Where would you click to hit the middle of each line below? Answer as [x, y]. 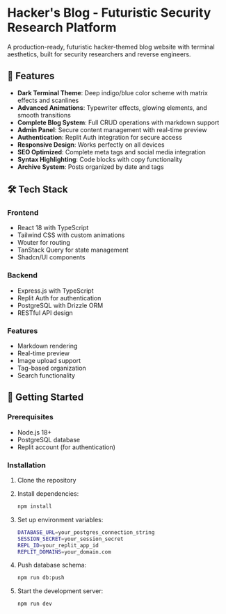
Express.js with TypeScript [55, 291]
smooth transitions [44, 115]
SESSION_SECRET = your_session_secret [70, 539]
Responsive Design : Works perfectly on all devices [91, 145]
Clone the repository [47, 480]
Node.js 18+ [34, 432]
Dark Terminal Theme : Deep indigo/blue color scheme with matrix [113, 92]
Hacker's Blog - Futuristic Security [109, 13]
